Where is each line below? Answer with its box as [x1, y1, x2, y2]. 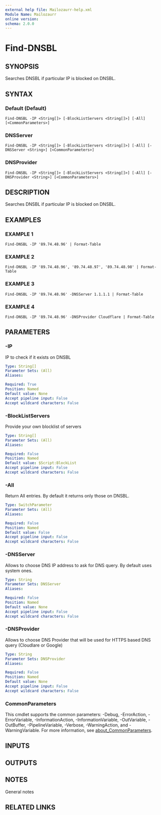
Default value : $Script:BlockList [5, 461, 77, 466]
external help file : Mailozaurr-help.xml [5, 7, 92, 12]
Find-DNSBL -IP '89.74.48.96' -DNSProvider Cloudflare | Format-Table [5, 314, 155, 320]
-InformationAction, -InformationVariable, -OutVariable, [34, 717, 148, 723]
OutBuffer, [5, 722, 26, 728]
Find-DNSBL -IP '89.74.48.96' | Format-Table [5, 242, 101, 247]
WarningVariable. [5, 728, 41, 733]
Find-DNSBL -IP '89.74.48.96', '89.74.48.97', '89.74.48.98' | [5, 264, 139, 270]
